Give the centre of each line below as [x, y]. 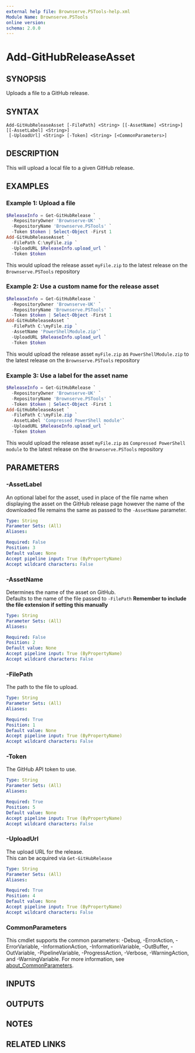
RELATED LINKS [36, 1044]
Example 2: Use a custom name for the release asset [82, 287]
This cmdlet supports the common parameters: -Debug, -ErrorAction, [90, 940]
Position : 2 [21, 643]
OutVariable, [21, 953]
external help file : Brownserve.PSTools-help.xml [68, 12]
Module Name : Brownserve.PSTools [47, 17]
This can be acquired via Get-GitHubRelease [59, 858]
